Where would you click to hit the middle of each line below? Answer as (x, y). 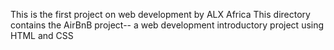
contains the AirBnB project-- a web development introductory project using (167, 25)
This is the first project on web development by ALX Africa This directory (160, 14)
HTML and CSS (42, 35)
